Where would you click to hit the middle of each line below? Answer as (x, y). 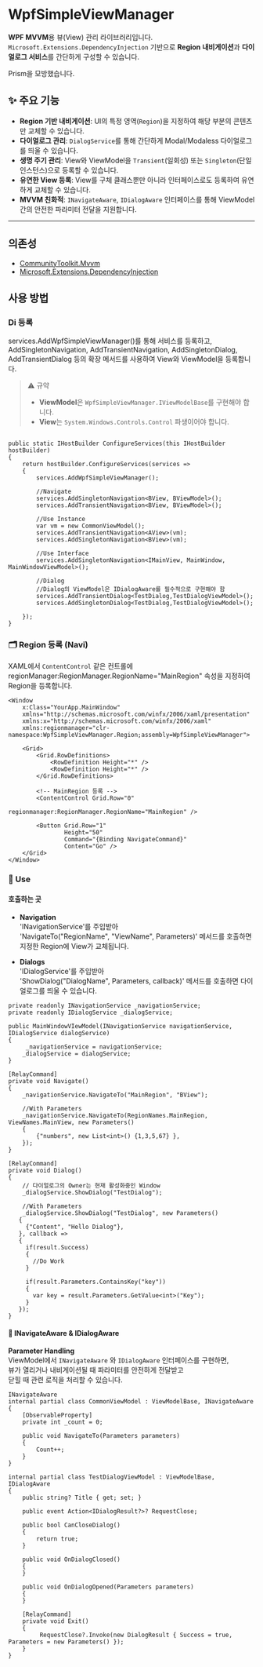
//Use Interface (63, 554)
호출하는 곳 (25, 899)
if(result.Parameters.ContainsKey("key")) (96, 1282)
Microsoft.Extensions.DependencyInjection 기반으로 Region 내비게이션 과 (124, 47)
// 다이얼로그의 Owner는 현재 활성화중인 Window (91, 1186)
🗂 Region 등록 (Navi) (48, 645)
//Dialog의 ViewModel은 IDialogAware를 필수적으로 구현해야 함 (131, 589)
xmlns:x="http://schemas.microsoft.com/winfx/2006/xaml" (117, 721)
